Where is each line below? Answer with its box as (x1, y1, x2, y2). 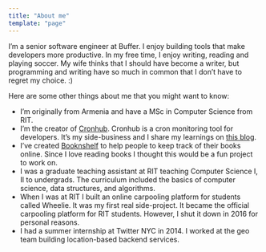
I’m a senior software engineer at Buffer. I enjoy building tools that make (8, 41, 246, 51)
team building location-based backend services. (19, 234, 180, 244)
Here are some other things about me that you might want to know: (8, 91, 230, 100)
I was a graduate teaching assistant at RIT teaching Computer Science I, (19, 166, 259, 176)
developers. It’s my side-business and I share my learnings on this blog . (19, 132, 257, 141)
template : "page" (8, 19, 66, 27)
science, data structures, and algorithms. (19, 183, 156, 193)
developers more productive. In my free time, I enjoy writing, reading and (8, 50, 249, 59)
